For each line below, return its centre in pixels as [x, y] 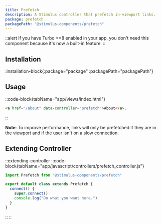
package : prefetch [24, 19]
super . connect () [31, 193]
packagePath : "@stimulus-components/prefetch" [55, 24]
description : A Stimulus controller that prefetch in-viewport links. [80, 15]
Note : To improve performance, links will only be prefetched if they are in [81, 127]
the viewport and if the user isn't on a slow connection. [62, 133]
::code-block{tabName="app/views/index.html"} [55, 99]
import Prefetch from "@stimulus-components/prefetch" [64, 175]
